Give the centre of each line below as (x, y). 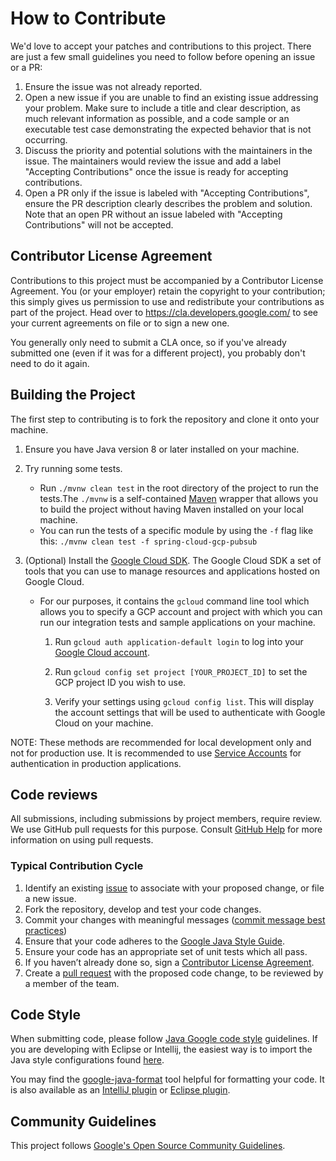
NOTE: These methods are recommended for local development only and (161, 742)
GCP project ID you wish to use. (120, 682)
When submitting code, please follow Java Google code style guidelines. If (164, 1039)
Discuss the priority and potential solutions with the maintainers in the (168, 150)
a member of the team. (72, 983)
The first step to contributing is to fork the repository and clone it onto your (165, 419)
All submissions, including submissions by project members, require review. (166, 819)
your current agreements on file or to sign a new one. (120, 323)
